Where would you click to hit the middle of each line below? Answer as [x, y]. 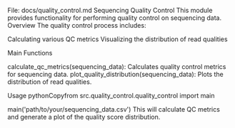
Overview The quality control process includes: [77, 25]
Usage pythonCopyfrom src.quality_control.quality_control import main [111, 96]
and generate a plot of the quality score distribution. [84, 117]
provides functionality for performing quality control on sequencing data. [115, 18]
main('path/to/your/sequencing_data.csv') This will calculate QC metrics [114, 109]
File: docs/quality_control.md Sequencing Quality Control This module [110, 10]
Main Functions [30, 53]
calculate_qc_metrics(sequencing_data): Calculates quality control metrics [117, 66]
